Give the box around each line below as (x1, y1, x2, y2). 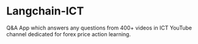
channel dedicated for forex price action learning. (6, 30, 131, 37)
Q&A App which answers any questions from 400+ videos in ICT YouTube (6, 24, 193, 31)
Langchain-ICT (6, 4, 84, 18)
